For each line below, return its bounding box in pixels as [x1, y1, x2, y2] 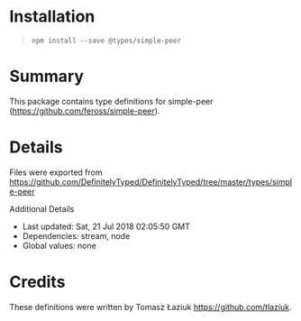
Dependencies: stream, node [22, 230, 131, 241]
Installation [9, 6, 96, 27]
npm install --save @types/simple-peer [31, 36, 182, 45]
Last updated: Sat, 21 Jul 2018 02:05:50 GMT [22, 221, 191, 232]
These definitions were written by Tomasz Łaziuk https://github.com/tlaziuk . [9, 301, 292, 312]
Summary [9, 66, 84, 87]
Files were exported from [9, 167, 103, 178]
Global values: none [22, 240, 96, 251]
